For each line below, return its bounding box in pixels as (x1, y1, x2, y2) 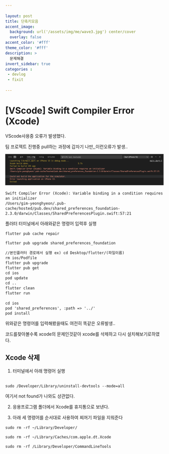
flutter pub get (5, 265, 39, 271)
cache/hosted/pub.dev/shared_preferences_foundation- (5, 206, 121, 211)
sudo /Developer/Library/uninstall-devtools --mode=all (5, 383, 125, 388)
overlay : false (10, 35, 42, 40)
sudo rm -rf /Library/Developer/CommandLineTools (5, 444, 112, 449)
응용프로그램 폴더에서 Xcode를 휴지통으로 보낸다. (12, 404, 110, 410)
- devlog (7, 72, 26, 77)
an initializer (5, 196, 37, 201)
